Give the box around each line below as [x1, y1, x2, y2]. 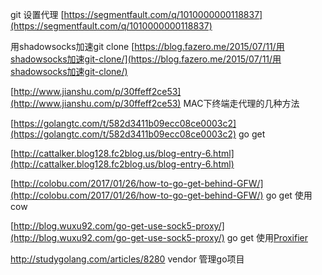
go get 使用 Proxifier [226, 232, 309, 243]
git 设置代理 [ [10, 9, 65, 20]
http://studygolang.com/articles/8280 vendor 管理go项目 [10, 253, 245, 265]
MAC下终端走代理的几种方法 [183, 98, 300, 109]
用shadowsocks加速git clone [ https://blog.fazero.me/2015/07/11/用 [10, 41, 285, 52]
